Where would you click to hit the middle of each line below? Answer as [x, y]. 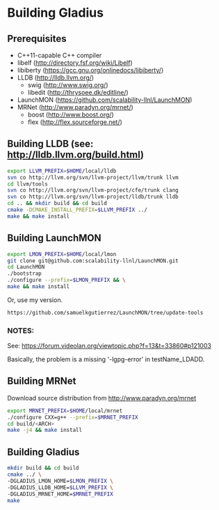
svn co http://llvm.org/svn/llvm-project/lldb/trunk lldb [93, 197]
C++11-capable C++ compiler [59, 55]
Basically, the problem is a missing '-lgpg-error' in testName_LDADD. [106, 359]
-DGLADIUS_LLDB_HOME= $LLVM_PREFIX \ [60, 487]
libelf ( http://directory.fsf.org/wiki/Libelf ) [75, 63]
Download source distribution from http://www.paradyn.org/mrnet [102, 398]
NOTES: [21, 331]
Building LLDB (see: [50, 144]
